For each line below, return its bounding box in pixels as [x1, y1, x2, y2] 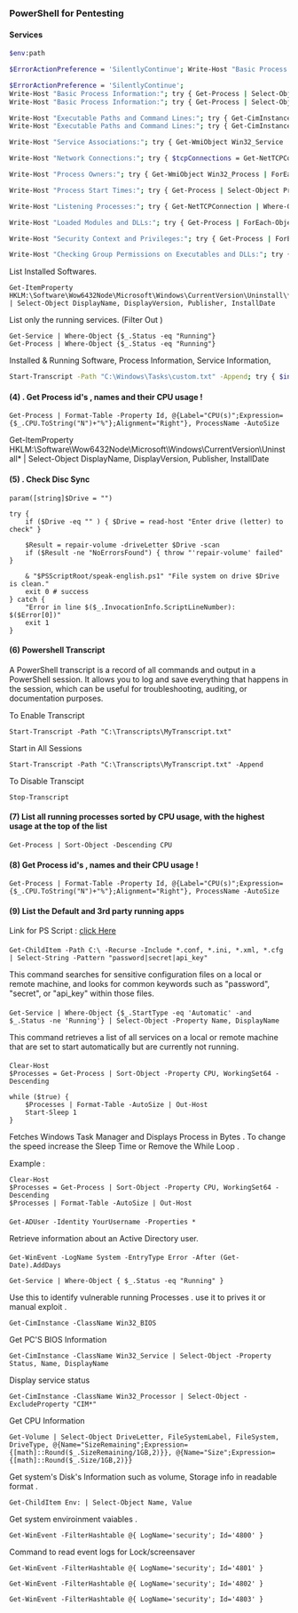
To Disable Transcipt [9, 775, 84, 786]
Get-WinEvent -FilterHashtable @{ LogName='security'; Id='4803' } [9, 1595, 264, 1604]
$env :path [9, 49, 46, 58]
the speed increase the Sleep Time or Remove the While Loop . [9, 1141, 239, 1152]
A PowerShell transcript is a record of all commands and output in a [9, 664, 256, 675]
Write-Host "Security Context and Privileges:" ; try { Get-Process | [9, 234, 272, 243]
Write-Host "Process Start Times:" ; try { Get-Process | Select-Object [9, 186, 279, 195]
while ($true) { [9, 1093, 69, 1102]
